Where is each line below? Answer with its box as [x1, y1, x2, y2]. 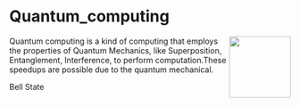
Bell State [9, 81, 45, 92]
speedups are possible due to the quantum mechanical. [9, 64, 214, 75]
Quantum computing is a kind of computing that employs [9, 36, 219, 46]
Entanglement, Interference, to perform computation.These [9, 54, 227, 65]
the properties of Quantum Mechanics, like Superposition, [9, 45, 222, 55]
